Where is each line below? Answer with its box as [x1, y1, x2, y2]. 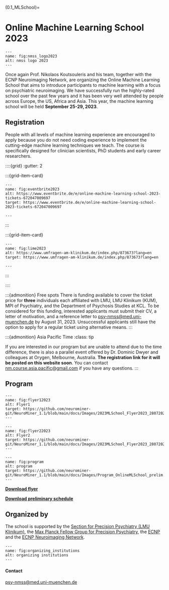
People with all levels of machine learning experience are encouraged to [5, 131, 155, 138]
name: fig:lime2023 [5, 246, 46, 251]
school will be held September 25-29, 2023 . [5, 103, 98, 109]
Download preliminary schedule [5, 495, 73, 501]
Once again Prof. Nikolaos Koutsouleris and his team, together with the [5, 71, 152, 77]
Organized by [5, 510, 49, 518]
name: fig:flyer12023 [5, 397, 51, 402]
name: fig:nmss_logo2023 [5, 53, 57, 58]
